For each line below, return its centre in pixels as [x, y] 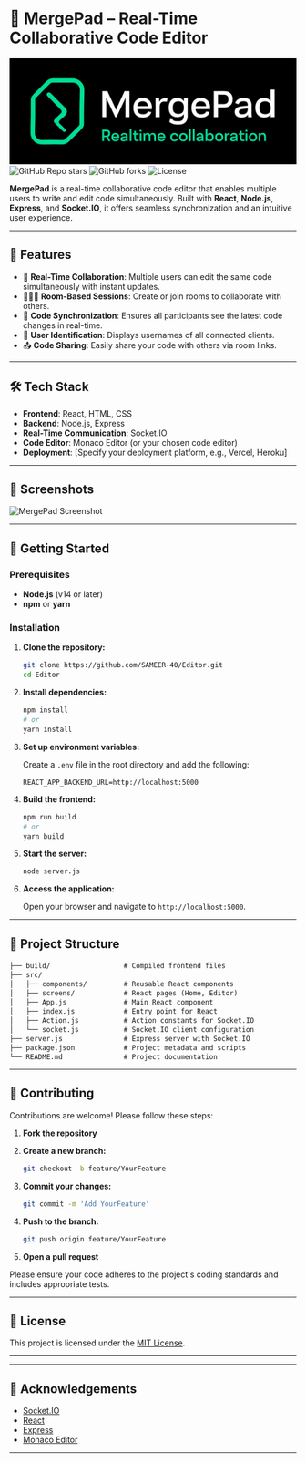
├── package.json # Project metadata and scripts [128, 1048]
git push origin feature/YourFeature [94, 1239]
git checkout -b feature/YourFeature [94, 1169]
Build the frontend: [59, 799]
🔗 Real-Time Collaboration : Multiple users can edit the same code [147, 276]
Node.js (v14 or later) [62, 594]
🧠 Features [41, 255]
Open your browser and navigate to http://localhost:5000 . [134, 907]
